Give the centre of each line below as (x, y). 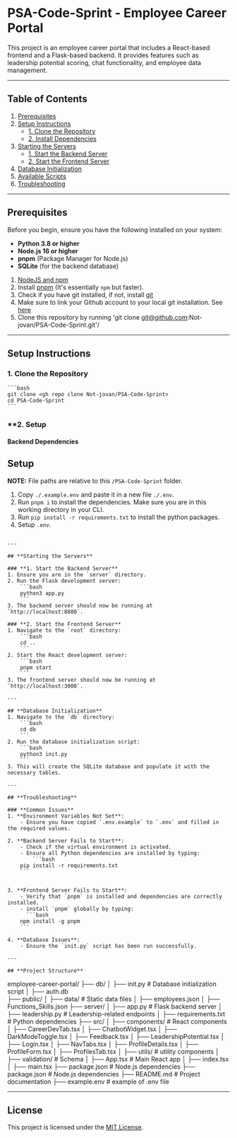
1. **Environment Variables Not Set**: (66, 816)
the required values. (39, 828)
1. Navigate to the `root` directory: (64, 630)
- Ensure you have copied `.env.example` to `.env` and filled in (120, 822)
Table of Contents (48, 99)
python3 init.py (44, 754)
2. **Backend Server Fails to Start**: (66, 841)
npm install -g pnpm (50, 921)
